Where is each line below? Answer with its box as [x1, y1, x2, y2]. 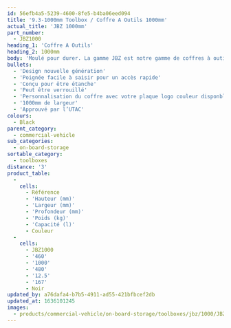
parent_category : [7, 125, 57, 132]
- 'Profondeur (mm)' [25, 208, 85, 215]
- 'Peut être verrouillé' [13, 87, 88, 94]
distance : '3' [7, 163, 48, 171]
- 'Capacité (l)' [25, 221, 76, 228]
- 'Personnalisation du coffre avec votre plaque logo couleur [13, 94, 198, 100]
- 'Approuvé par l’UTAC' [13, 106, 85, 113]
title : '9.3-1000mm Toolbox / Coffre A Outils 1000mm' [7, 17, 168, 23]
